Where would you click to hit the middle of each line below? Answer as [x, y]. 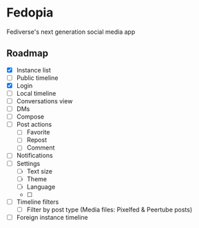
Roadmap [28, 53]
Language [41, 187]
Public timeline [37, 78]
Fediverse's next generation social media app [71, 32]
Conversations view [44, 101]
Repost [37, 140]
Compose [30, 117]
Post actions [34, 125]
